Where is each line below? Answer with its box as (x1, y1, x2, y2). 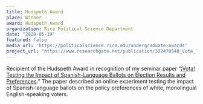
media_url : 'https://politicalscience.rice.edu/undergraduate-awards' (6, 43, 188, 49)
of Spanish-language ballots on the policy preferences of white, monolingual (6, 84, 197, 91)
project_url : (6, 48, 39, 54)
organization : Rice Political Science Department (6, 25, 134, 32)
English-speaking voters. (6, 90, 68, 97)
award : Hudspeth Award (6, 20, 63, 26)
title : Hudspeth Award (6, 8, 63, 15)
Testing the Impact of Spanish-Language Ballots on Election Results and (6, 71, 186, 79)
